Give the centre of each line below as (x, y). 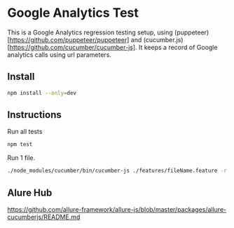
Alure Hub (30, 193)
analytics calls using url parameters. (60, 55)
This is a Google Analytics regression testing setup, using (90, 32)
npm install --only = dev (42, 93)
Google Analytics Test (73, 13)
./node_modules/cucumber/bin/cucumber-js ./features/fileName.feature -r (117, 171)
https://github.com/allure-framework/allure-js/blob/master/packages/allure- (117, 209)
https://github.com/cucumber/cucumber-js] (73, 47)
